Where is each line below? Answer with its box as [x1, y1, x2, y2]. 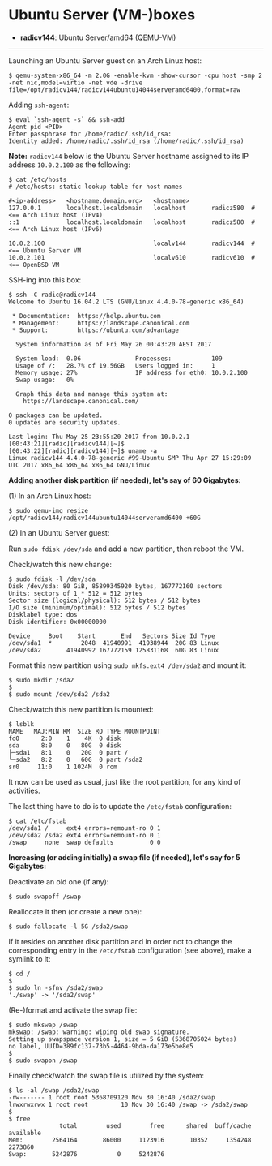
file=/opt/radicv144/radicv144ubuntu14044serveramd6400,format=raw [8, 85, 241, 94]
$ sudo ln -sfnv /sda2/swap [8, 983, 104, 992]
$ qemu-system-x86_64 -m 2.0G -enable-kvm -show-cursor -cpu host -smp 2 [8, 71, 263, 80]
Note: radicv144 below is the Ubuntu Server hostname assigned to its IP [8, 151, 249, 161]
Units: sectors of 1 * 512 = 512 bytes [8, 589, 143, 597]
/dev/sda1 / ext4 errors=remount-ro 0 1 [8, 824, 161, 833]
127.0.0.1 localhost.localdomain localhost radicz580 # [8, 204, 255, 212]
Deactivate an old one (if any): [8, 876, 109, 886]
